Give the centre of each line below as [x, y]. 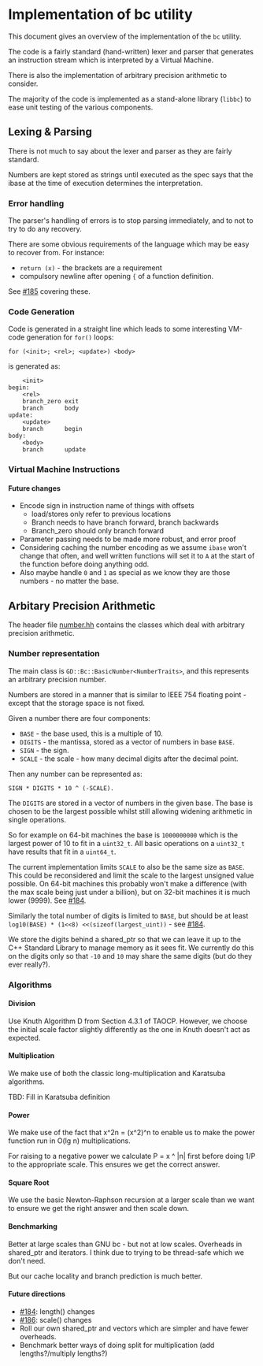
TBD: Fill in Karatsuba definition [59, 1097]
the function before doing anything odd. [84, 564]
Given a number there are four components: [80, 718]
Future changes [35, 488]
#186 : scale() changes [56, 1320]
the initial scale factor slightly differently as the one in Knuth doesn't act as [129, 1029]
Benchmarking [33, 1226]
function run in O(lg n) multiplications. [70, 1141]
